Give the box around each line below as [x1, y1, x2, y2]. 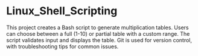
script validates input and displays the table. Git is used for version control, [6, 36, 192, 43]
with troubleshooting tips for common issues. [6, 43, 119, 50]
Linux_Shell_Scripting [6, 4, 118, 18]
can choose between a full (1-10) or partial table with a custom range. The [6, 30, 190, 37]
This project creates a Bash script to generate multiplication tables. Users [6, 24, 189, 31]
